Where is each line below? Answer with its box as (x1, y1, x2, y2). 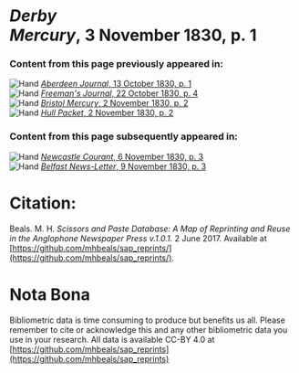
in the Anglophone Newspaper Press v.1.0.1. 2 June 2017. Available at (9, 232, 267, 243)
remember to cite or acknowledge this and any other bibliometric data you (9, 324, 288, 335)
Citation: (9, 193, 77, 213)
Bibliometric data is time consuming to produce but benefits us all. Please (9, 314, 285, 325)
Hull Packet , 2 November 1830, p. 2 (40, 107, 174, 119)
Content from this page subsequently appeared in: (9, 130, 239, 143)
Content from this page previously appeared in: (9, 58, 223, 70)
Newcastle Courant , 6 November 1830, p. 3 (40, 151, 203, 162)
